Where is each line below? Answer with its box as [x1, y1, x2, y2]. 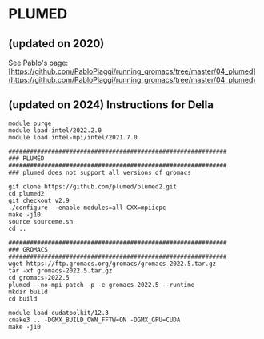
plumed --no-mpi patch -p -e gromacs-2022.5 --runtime [8, 280, 195, 289]
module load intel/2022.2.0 [8, 126, 102, 135]
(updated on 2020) [8, 37, 105, 50]
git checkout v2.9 [8, 196, 70, 204]
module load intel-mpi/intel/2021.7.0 [8, 133, 138, 141]
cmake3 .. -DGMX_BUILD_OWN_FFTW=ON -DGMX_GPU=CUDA [8, 316, 181, 324]
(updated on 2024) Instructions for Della [8, 98, 214, 112]
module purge [8, 119, 52, 127]
